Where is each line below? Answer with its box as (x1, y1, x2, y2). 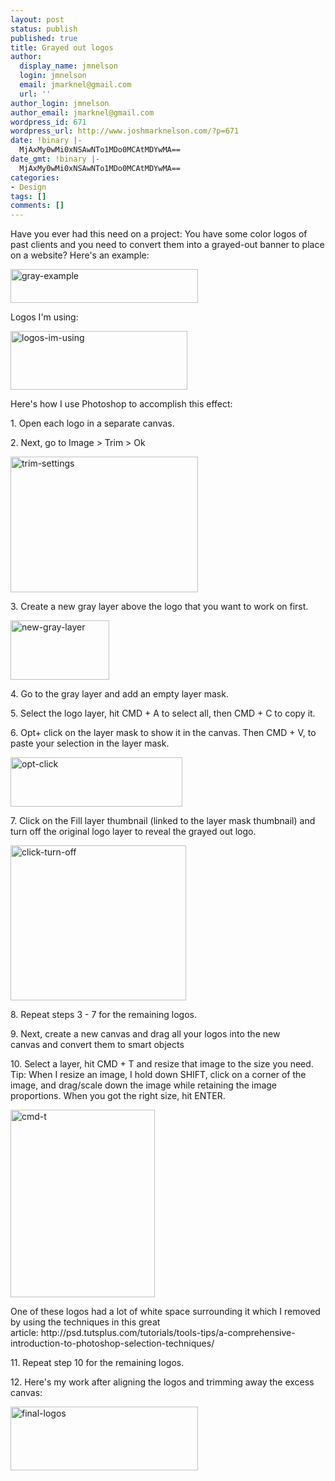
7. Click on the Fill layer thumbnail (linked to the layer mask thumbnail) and (10, 815, 316, 827)
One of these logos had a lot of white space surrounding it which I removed (10, 1306, 321, 1318)
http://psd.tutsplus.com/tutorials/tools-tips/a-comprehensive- (40, 1327, 296, 1339)
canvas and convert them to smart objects (10, 1039, 185, 1051)
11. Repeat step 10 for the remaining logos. (10, 1357, 185, 1369)
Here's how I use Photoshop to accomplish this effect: (10, 398, 233, 410)
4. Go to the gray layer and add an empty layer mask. (10, 688, 229, 700)
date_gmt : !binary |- (10, 154, 101, 164)
